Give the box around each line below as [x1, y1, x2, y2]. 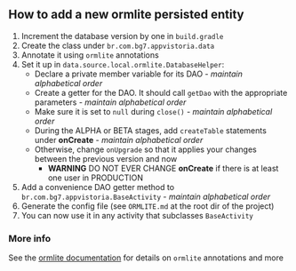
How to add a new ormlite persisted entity [8, 7, 244, 22]
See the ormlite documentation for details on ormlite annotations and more [8, 252, 284, 263]
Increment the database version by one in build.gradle [20, 30, 224, 41]
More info [8, 232, 51, 244]
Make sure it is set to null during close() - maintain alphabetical [34, 106, 273, 116]
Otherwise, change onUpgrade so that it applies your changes [34, 144, 257, 155]
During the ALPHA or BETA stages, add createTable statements [34, 124, 268, 136]
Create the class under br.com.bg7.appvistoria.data [20, 40, 215, 51]
